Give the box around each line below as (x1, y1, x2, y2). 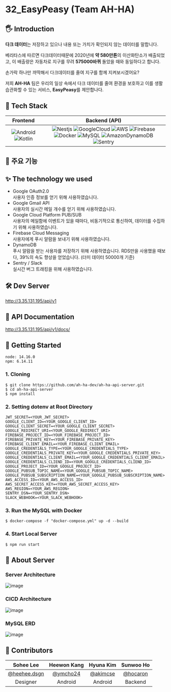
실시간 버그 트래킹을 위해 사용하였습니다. (12, 266, 93, 272)
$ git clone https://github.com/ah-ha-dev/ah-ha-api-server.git (5, 382, 145, 388)
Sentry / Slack (12, 260, 42, 266)
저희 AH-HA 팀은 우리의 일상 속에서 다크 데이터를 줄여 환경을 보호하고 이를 (5, 80, 154, 86)
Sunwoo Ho (121, 661, 150, 669)
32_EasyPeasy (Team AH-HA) (5, 4, 135, 15)
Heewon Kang (49, 661, 84, 669)
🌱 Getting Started (5, 341, 62, 350)
